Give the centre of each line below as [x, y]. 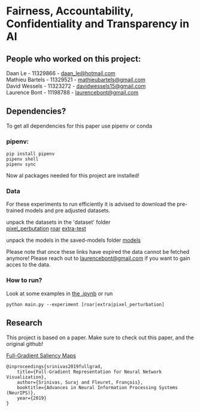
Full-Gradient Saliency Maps [41, 355]
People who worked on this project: [74, 59]
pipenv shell [22, 159]
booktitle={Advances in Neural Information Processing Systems [98, 387]
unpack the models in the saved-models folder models [73, 240]
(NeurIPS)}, [21, 393]
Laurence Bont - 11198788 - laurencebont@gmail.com [72, 92]
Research [25, 323]
